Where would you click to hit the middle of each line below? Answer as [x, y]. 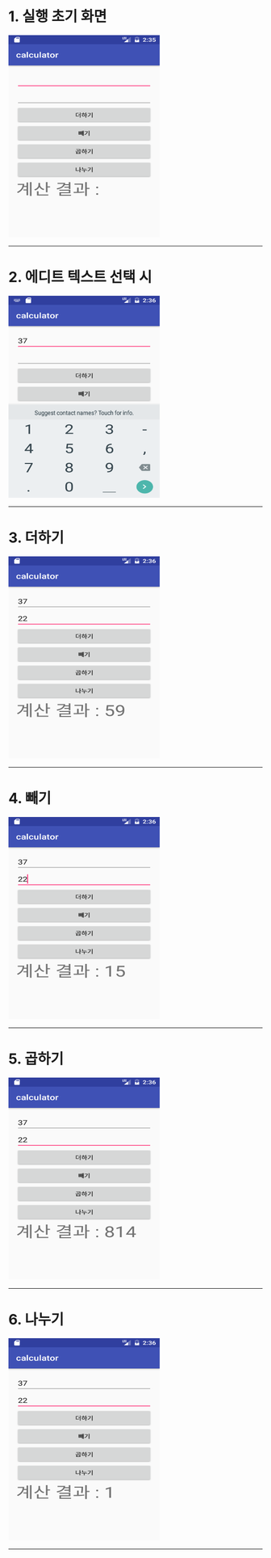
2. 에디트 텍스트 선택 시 [80, 278]
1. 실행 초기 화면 [58, 17]
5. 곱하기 [36, 1059]
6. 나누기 [36, 1319]
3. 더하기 [36, 538]
